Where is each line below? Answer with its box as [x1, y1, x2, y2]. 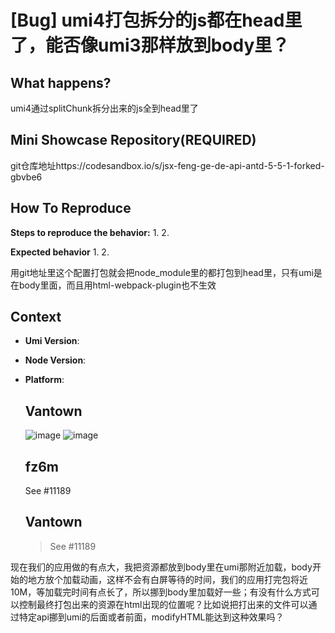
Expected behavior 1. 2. [10, 246, 110, 258]
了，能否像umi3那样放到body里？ [10, 34, 290, 57]
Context [10, 309, 62, 326]
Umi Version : [24, 335, 80, 347]
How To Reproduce [10, 200, 132, 217]
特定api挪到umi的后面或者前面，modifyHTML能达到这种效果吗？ [18, 611, 285, 623]
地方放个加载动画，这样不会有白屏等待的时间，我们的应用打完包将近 [27, 573, 308, 585]
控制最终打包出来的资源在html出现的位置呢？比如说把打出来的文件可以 [18, 598, 309, 610]
